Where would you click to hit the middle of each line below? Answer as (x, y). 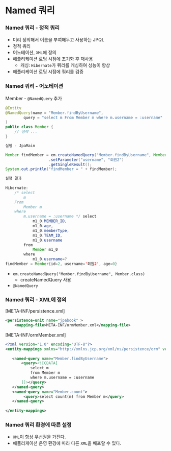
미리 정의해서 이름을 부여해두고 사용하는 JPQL (58, 40)
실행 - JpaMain (20, 146)
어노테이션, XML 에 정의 (35, 53)
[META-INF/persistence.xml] (35, 311)
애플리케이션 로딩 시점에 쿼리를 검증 (48, 72)
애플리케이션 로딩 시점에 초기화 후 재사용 (53, 59)
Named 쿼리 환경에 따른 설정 (38, 425)
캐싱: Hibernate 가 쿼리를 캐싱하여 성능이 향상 (65, 65)
